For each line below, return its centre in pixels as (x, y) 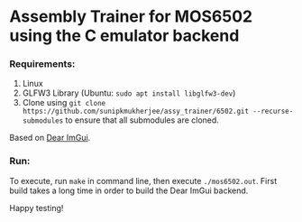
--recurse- (273, 111)
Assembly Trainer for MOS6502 (131, 17)
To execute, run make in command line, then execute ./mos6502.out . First (143, 180)
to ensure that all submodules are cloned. (142, 120)
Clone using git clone (64, 103)
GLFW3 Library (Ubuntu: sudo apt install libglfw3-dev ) (129, 93)
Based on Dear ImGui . (50, 138)
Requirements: (42, 64)
